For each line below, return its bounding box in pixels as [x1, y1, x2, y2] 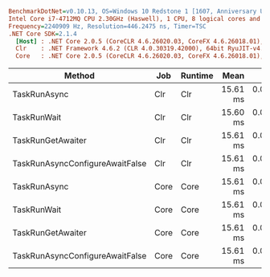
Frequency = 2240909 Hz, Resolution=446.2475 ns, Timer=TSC [8, 22, 207, 31]
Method [63, 70, 95, 81]
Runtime [180, 70, 214, 81]
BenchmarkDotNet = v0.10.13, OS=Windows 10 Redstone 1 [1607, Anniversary [8, 7, 257, 15]
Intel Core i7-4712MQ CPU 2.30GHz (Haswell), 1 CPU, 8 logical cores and [8, 14, 261, 22]
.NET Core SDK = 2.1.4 [8, 30, 78, 38]
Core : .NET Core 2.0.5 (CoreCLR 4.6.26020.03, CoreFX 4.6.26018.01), [15, 52, 264, 60]
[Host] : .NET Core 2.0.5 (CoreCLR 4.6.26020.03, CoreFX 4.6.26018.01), [15, 37, 264, 45]
